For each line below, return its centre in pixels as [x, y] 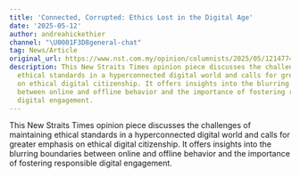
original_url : [36, 59]
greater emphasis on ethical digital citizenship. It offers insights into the [141, 144]
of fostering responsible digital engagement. [91, 163]
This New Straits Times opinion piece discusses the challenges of [130, 125]
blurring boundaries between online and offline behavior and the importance [150, 154]
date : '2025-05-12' [46, 26]
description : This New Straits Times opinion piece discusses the [135, 68]
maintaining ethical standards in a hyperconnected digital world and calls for [150, 135]
